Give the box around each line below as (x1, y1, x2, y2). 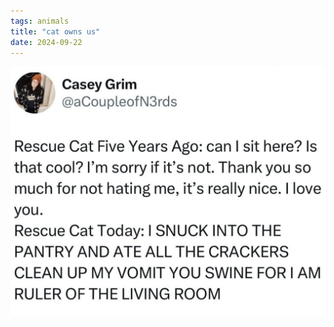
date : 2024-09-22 (10, 37, 83, 47)
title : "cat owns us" (10, 26, 101, 37)
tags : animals (10, 16, 70, 26)
